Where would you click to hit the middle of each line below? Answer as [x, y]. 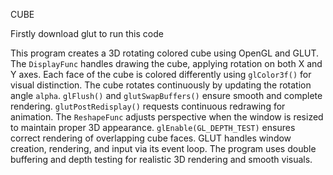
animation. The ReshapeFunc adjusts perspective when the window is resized [167, 117]
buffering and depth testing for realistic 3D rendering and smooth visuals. [161, 159]
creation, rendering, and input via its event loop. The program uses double [163, 148]
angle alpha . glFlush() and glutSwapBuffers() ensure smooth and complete [166, 95]
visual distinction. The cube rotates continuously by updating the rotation [161, 85]
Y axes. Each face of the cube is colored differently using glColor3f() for [161, 74]
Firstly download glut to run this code [87, 33]
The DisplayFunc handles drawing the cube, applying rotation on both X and [166, 63]
